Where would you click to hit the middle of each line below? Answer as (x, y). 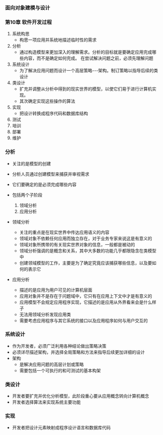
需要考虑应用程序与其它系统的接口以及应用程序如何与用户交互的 (83, 320)
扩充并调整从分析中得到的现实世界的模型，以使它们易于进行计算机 (86, 89)
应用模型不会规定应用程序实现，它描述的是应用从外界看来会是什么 (86, 302)
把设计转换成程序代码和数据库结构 (54, 113)
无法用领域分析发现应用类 (45, 314)
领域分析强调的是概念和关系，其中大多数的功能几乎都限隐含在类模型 (88, 251)
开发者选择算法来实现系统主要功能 (46, 402)
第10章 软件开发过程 (29, 22)
